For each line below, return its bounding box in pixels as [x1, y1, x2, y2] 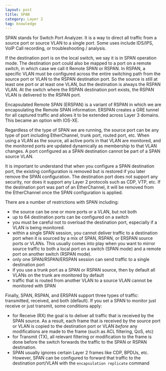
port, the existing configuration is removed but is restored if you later [5, 169, 146, 175]
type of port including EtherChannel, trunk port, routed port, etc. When [5, 132, 150, 138]
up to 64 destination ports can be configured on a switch [12, 214, 129, 220]
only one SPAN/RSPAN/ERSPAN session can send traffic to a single [12, 257, 150, 263]
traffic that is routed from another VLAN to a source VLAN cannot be [12, 278, 153, 283]
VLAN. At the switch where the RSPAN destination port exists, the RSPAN [5, 87, 155, 93]
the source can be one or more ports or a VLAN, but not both [12, 209, 137, 215]
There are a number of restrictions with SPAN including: [5, 199, 119, 205]
